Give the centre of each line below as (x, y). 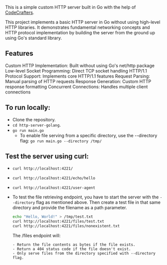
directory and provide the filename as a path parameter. (70, 208)
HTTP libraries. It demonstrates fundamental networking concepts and (78, 27)
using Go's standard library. (34, 38)
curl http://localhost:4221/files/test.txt (58, 221)
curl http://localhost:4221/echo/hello (54, 178)
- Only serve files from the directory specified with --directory (84, 254)
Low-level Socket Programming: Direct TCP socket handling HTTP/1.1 (76, 71)
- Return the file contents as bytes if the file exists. (74, 245)
